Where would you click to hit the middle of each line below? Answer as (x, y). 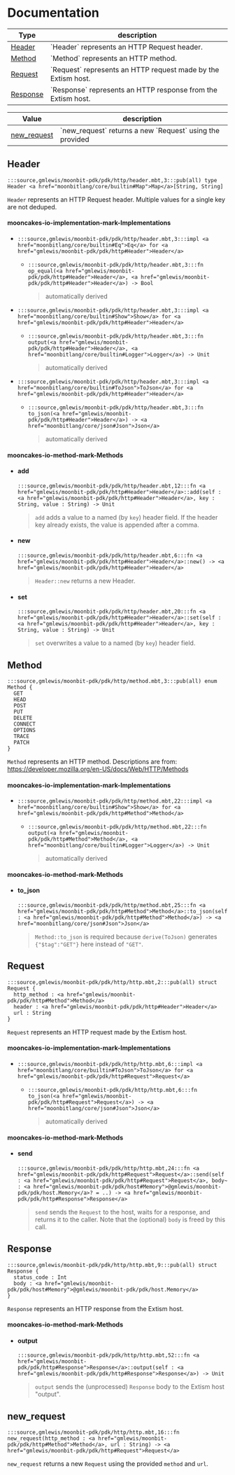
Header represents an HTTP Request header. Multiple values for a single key (116, 199)
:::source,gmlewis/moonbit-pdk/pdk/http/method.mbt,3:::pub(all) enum (112, 681)
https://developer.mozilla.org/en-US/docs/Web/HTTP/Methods (98, 769)
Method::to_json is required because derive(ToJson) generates (126, 936)
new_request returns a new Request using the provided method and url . (108, 1464)
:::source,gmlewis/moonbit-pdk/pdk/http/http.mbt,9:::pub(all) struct (112, 1265)
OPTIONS (25, 730)
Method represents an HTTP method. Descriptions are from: (92, 761)
